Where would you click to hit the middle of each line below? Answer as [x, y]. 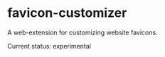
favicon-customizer [67, 13]
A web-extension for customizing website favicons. [82, 32]
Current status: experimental [49, 46]
